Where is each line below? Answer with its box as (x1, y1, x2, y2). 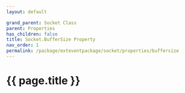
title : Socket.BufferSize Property (6, 37, 96, 43)
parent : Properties (6, 25, 55, 31)
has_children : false (6, 31, 58, 37)
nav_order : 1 (6, 42, 39, 48)
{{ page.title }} (6, 74, 81, 88)
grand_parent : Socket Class (6, 19, 77, 26)
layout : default (6, 8, 47, 15)
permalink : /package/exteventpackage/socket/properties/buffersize (6, 48, 180, 54)
